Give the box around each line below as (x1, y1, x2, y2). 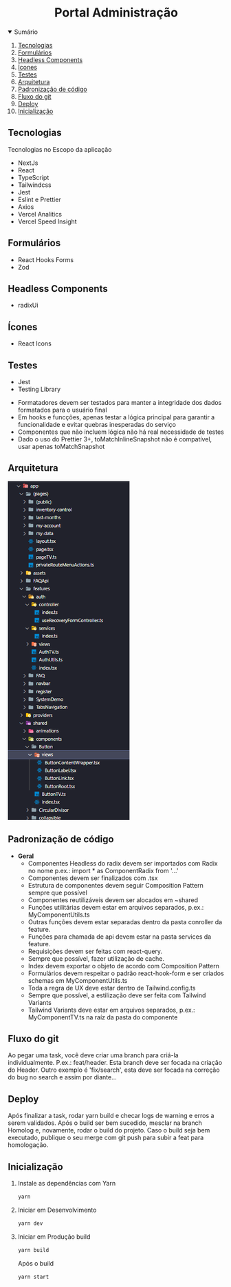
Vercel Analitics (17, 210, 63, 218)
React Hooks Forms (17, 255, 74, 263)
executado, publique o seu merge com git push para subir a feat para (8, 1133, 204, 1142)
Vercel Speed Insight (17, 217, 78, 226)
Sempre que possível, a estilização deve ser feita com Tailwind (27, 991, 206, 999)
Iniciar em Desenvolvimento (17, 1206, 97, 1214)
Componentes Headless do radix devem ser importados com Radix (27, 859, 219, 867)
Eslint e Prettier (17, 195, 61, 203)
